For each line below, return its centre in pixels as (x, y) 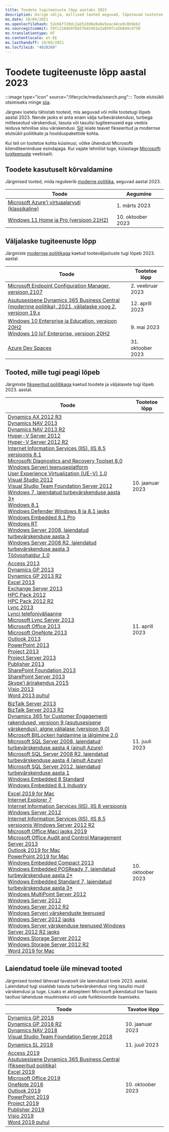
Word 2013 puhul (29, 696)
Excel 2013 (21, 582)
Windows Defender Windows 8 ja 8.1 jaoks (59, 511)
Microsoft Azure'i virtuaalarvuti (44, 203)
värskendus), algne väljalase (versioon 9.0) (59, 729)
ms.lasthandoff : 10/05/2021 (35, 43)
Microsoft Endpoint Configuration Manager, (59, 286)
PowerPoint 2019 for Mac (38, 857)
